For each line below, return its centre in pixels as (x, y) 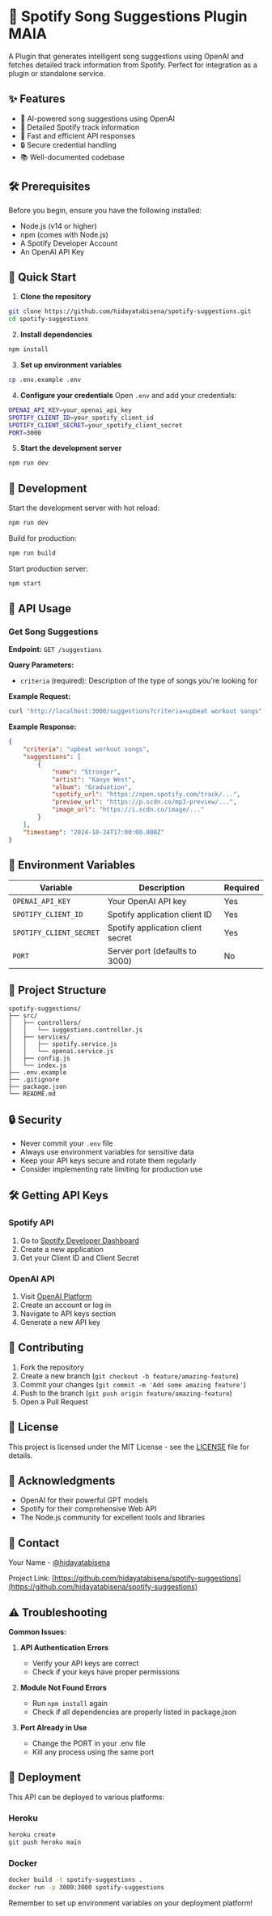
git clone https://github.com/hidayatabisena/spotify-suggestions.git (130, 311)
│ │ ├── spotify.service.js (63, 1044)
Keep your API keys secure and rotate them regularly (108, 1160)
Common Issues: (38, 1631)
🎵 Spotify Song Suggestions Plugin (128, 17)
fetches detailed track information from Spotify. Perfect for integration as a (133, 65)
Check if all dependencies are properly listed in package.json (134, 1712)
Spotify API (31, 1223)
